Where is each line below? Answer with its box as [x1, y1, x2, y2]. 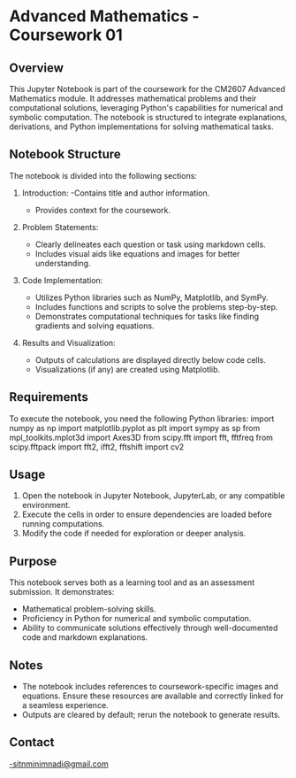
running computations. [21, 519, 105, 529]
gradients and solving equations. [34, 320, 155, 331]
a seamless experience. [21, 700, 109, 711]
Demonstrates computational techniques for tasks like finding [34, 311, 259, 321]
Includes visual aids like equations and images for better [34, 248, 240, 258]
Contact [9, 735, 55, 750]
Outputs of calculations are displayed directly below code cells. [34, 354, 267, 365]
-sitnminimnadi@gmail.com [9, 759, 109, 769]
